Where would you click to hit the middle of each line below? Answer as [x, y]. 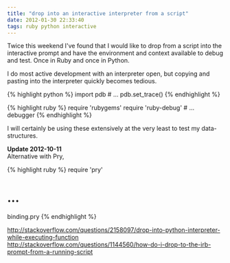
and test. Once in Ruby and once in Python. [68, 61]
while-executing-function [43, 238]
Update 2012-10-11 [34, 149]
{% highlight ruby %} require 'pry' [55, 170]
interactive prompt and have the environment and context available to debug [115, 53]
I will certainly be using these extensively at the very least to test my [104, 129]
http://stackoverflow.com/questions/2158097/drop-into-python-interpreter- [114, 230]
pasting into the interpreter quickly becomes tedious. [82, 81]
